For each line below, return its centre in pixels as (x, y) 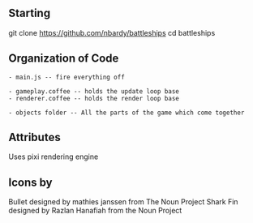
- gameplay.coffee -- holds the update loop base (94, 91)
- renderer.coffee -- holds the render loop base (94, 98)
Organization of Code (64, 59)
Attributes (34, 137)
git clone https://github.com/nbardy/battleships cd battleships (112, 32)
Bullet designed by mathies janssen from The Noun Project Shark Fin (123, 202)
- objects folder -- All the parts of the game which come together (126, 113)
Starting (30, 13)
